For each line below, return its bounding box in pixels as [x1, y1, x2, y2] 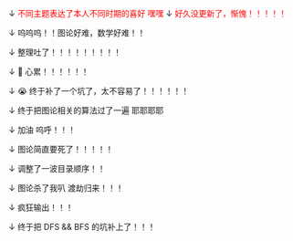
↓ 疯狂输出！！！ [8, 202, 74, 213]
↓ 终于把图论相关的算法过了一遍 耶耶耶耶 [8, 105, 164, 116]
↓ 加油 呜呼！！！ [8, 124, 77, 135]
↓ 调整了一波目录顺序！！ [8, 163, 106, 173]
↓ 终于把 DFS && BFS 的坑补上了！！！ [8, 222, 156, 232]
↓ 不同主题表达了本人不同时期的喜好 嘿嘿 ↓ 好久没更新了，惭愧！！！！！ [8, 8, 288, 18]
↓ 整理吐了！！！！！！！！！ [8, 47, 122, 58]
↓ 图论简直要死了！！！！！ [8, 144, 114, 154]
